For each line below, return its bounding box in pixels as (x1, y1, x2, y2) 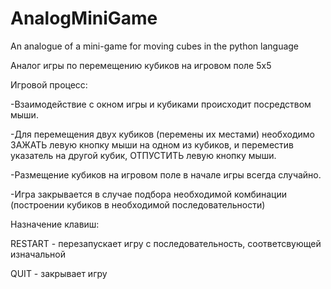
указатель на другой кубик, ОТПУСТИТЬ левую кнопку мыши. (10, 149, 277, 161)
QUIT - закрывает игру (10, 267, 108, 279)
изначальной (10, 248, 67, 260)
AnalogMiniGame (10, 7, 158, 30)
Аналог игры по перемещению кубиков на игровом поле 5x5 (10, 59, 272, 71)
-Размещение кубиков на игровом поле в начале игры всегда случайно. (10, 168, 322, 181)
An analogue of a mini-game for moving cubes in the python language (10, 40, 300, 52)
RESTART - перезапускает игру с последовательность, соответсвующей (10, 237, 322, 249)
